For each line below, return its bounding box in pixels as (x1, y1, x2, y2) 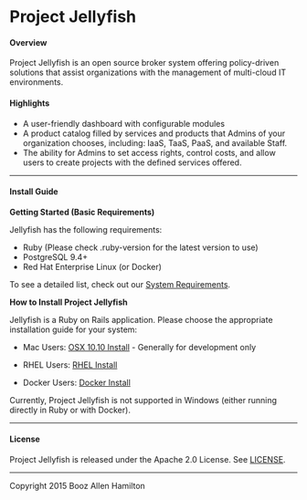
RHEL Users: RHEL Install (22, 359, 118, 370)
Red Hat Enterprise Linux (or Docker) (22, 261, 163, 272)
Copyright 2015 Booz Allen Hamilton (9, 481, 146, 491)
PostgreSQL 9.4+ (22, 251, 89, 262)
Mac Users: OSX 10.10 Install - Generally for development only (22, 341, 257, 352)
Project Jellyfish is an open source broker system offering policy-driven (9, 57, 280, 68)
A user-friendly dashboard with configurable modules (22, 118, 226, 129)
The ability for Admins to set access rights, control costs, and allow (22, 147, 276, 158)
